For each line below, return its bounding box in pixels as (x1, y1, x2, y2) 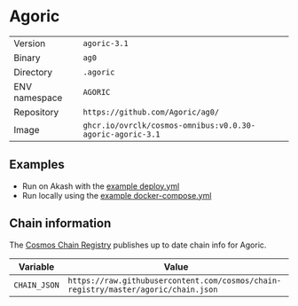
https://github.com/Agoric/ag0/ (82, 106, 220, 117)
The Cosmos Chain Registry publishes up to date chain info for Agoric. (9, 239, 267, 250)
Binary (13, 51, 42, 64)
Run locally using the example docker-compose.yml (21, 190, 212, 200)
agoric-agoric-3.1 (82, 129, 161, 139)
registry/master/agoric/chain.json (67, 284, 218, 294)
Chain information (9, 216, 112, 231)
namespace (13, 91, 63, 104)
